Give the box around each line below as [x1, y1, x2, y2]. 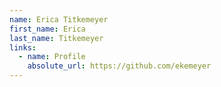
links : [9, 42, 37, 53]
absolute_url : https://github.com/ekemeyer [27, 61, 212, 71]
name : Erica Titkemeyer [9, 14, 109, 25]
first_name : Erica [9, 24, 86, 34]
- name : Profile [18, 52, 86, 62]
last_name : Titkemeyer [9, 33, 104, 43]
